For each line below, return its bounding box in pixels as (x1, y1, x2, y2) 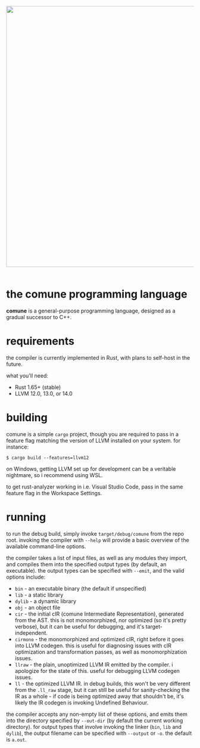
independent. (14, 629, 48, 636)
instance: (6, 443, 29, 450)
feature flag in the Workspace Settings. (6, 489, 102, 496)
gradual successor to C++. (6, 313, 72, 320)
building (6, 411, 48, 425)
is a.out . (6, 735, 27, 743)
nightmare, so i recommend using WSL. (6, 471, 103, 478)
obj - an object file (14, 604, 61, 611)
